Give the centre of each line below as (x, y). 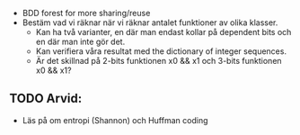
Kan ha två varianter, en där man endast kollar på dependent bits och (163, 32)
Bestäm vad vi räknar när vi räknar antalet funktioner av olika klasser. (150, 22)
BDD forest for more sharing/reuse (86, 13)
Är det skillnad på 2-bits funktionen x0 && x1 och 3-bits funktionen (159, 61)
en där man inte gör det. (80, 41)
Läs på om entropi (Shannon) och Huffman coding (115, 120)
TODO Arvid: (46, 99)
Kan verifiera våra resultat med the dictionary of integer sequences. (161, 51)
